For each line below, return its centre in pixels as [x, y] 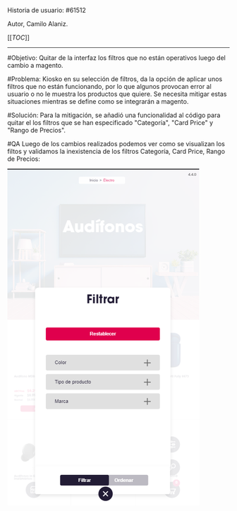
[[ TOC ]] [18, 37]
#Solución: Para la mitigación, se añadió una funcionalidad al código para [114, 115]
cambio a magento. [35, 65]
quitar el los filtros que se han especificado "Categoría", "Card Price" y [110, 122]
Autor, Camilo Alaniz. [38, 24]
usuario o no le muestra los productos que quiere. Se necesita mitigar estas [117, 94]
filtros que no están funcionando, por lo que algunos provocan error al [109, 86]
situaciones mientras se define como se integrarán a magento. [98, 101]
